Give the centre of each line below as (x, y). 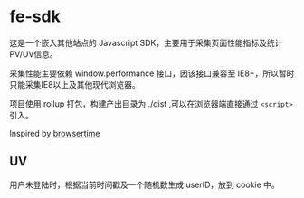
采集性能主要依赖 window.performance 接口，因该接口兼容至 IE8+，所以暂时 (152, 73)
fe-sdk (35, 17)
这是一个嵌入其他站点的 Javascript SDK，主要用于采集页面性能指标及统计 (146, 42)
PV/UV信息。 (34, 54)
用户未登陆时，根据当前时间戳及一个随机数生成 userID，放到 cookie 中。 (145, 184)
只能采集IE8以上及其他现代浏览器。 (75, 84)
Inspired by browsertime (55, 133)
